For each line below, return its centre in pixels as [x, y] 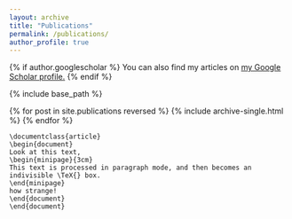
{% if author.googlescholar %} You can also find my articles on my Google [145, 67]
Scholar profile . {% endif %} [61, 77]
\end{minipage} [37, 184]
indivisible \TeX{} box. [55, 176]
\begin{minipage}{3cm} [51, 160]
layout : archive [39, 17]
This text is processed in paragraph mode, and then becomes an [130, 168]
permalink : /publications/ [59, 34]
